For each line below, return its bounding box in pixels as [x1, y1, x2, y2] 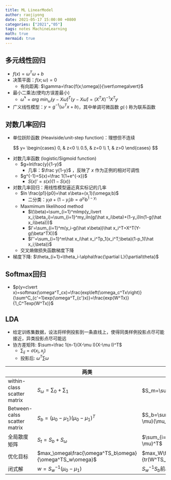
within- [8, 377, 26, 385]
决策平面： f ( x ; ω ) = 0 [12, 77, 58, 83]
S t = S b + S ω [37, 436, 68, 444]
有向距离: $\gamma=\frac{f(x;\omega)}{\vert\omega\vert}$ [20, 83, 144, 89]
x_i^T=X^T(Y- [112, 225, 141, 231]
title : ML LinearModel [5, 7, 53, 13]
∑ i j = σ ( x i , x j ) [20, 348, 46, 355]
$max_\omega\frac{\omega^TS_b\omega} [37, 449, 137, 457]
